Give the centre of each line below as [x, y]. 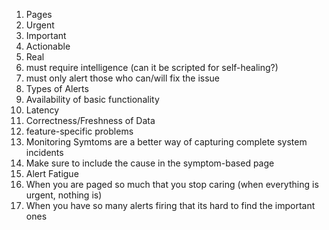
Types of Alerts [57, 88]
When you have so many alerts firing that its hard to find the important [170, 205]
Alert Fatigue [52, 173]
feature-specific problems [79, 131]
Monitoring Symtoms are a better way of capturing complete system [166, 142]
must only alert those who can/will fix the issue [123, 78]
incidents [44, 152]
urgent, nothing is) [64, 195]
